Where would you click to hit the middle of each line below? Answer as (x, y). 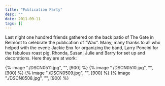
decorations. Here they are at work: (41, 58)
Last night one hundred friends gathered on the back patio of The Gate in (80, 37)
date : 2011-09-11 (23, 19)
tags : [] (14, 23)
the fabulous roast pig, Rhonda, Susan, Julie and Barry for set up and (75, 53)
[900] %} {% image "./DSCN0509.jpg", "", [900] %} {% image (68, 73)
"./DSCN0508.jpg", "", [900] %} (37, 78)
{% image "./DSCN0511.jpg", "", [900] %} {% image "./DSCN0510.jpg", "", (79, 68)
